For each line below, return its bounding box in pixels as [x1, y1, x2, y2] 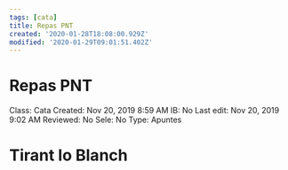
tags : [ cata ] [9, 12, 58, 22]
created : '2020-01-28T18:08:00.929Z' [9, 29, 149, 38]
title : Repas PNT [9, 21, 74, 30]
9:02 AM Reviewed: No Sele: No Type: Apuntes [9, 114, 182, 125]
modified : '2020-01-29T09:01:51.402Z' [9, 37, 153, 47]
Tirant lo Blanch [9, 145, 128, 166]
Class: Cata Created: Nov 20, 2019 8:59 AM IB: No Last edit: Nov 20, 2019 [9, 105, 280, 116]
